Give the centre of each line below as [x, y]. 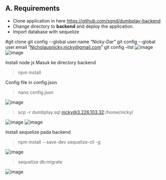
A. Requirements [33, 8]
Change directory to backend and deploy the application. [73, 26]
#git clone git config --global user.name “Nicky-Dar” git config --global [80, 42]
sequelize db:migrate [40, 162]
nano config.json [36, 92]
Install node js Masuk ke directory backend [51, 62]
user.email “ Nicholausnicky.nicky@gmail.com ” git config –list [70, 47]
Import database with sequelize [46, 32]
